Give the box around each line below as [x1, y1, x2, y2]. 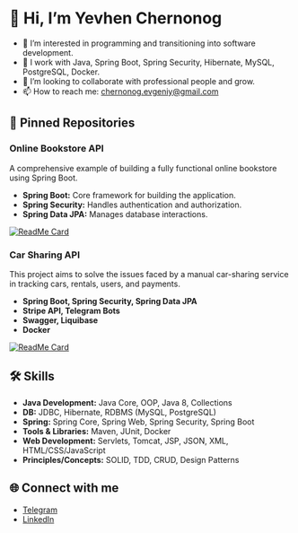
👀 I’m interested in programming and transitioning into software [22, 38, 256, 48]
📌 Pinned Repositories [9, 116, 136, 131]
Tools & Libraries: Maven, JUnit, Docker [22, 425, 171, 436]
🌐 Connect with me [9, 480, 119, 496]
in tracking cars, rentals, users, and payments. [9, 278, 181, 289]
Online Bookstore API [9, 143, 105, 155]
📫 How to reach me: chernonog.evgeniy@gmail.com [22, 85, 219, 97]
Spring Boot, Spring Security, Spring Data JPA [22, 295, 197, 306]
